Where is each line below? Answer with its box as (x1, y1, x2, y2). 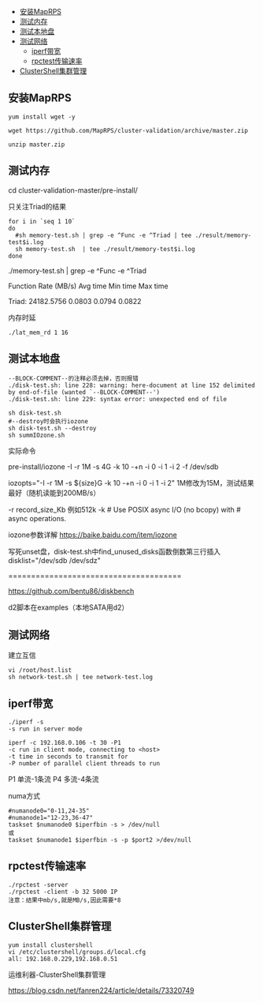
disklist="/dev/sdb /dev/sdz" (8, 556, 101, 565)
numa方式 (8, 791, 41, 801)
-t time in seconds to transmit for (8, 753, 128, 761)
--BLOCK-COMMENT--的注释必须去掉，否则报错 (8, 374, 139, 383)
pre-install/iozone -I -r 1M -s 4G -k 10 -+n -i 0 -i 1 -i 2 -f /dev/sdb (8, 462, 219, 471)
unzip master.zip (8, 141, 65, 148)
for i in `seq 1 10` (8, 217, 76, 225)
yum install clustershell (8, 941, 93, 949)
